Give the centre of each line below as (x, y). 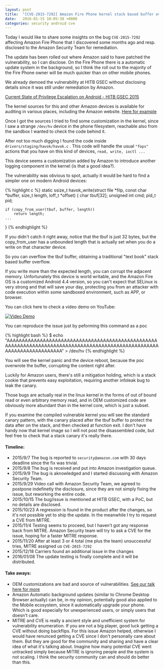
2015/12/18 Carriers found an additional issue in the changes (73, 551)
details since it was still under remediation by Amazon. (60, 87)
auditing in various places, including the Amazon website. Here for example (81, 112)
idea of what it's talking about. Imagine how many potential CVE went (82, 646)
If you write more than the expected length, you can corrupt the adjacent (78, 271)
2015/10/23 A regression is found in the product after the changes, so (82, 510)
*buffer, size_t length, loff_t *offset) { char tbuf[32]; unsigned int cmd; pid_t (81, 195)
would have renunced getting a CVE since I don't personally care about (84, 636)
